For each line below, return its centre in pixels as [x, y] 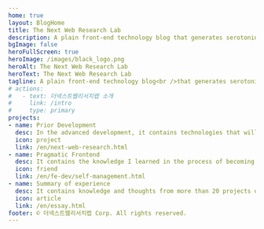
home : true [26, 15]
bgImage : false [33, 45]
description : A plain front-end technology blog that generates [115, 37]
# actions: [26, 89]
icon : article [38, 198]
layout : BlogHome [37, 23]
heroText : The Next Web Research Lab [70, 74]
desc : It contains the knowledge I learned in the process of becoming [135, 162]
